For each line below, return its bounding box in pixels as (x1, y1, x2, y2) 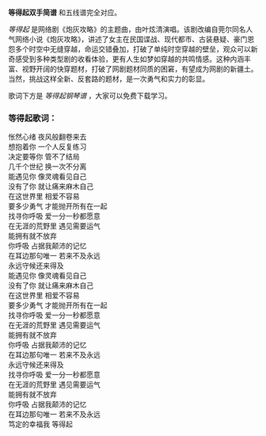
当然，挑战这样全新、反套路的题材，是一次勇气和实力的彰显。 (8, 75, 210, 83)
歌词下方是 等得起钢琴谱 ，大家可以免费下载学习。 (8, 91, 172, 100)
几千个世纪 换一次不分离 (8, 162, 87, 171)
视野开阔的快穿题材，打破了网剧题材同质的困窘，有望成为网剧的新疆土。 (21, 64, 258, 74)
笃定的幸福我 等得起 (8, 419, 73, 429)
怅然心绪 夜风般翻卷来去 (8, 132, 87, 142)
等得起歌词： (8, 113, 58, 124)
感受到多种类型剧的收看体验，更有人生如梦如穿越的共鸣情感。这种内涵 (14, 55, 244, 63)
